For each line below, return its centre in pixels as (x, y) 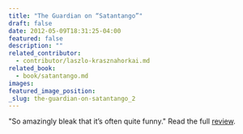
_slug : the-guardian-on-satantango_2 (72, 98)
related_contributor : (45, 53)
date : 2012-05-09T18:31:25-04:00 (65, 31)
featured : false (36, 38)
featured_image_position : (52, 91)
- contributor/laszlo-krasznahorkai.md (83, 61)
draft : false (30, 23)
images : (21, 83)
